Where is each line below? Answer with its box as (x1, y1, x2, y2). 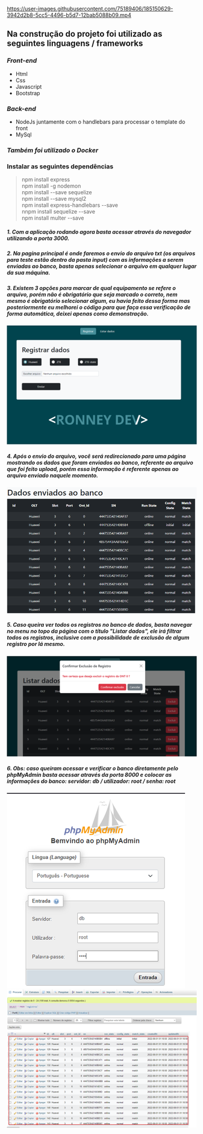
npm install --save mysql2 (21, 195, 87, 203)
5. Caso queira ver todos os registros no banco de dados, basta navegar (7, 621, 192, 629)
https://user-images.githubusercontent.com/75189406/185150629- (7, 5, 173, 12)
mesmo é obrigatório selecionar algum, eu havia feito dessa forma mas (7, 297, 190, 304)
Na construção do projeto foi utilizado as (7, 29, 163, 39)
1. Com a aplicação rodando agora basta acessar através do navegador (7, 228, 192, 235)
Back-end (7, 104, 37, 113)
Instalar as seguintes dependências (7, 162, 114, 171)
